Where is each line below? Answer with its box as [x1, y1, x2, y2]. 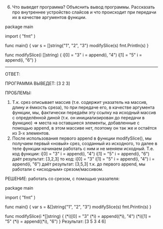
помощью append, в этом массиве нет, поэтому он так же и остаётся [12, 125, 157, 131]
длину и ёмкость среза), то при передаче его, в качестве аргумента [12, 104, 155, 110]
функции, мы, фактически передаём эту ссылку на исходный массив [12, 110, 156, 115]
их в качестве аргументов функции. [12, 15, 87, 20]
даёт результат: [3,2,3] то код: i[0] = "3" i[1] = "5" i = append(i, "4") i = [12, 156, 155, 162]
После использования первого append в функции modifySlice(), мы [12, 135, 152, 141]
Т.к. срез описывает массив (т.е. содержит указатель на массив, [12, 99, 148, 105]
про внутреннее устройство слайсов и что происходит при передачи [12, 9, 157, 15]
